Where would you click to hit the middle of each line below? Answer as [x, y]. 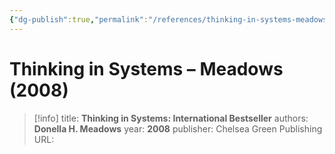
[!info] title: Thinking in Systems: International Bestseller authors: [171, 118]
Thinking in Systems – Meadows [146, 68]
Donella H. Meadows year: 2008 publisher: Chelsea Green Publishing [178, 128]
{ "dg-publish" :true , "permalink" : [79, 19]
